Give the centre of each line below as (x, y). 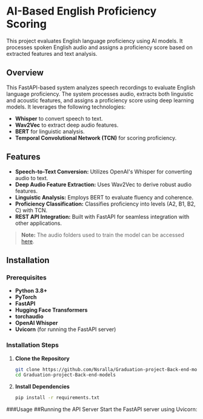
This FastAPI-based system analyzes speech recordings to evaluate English (101, 87)
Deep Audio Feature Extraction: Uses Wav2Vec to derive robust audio (103, 184)
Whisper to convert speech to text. (59, 118)
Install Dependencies (42, 387)
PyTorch (26, 297)
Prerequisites (26, 277)
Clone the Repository (42, 358)
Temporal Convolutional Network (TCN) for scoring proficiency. (96, 138)
